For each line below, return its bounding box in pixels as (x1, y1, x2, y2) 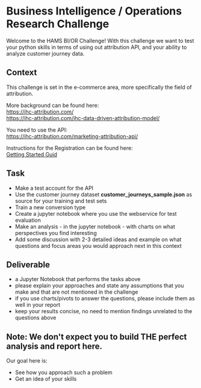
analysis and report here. (6, 341, 103, 351)
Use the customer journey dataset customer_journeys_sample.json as (14, 190, 193, 198)
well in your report (14, 301, 61, 309)
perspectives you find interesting (14, 229, 97, 236)
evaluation (14, 216, 41, 224)
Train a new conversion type (14, 204, 86, 211)
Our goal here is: (6, 357, 48, 364)
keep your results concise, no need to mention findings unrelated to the (14, 308, 193, 315)
